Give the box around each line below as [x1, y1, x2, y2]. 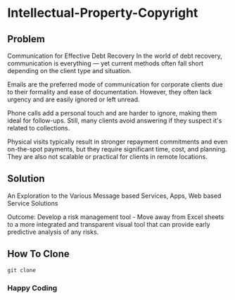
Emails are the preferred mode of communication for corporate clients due [7, 80, 223, 89]
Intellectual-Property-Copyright [7, 5, 198, 21]
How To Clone [7, 248, 70, 260]
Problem [7, 33, 46, 45]
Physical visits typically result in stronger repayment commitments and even [7, 137, 228, 146]
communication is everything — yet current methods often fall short [7, 59, 204, 68]
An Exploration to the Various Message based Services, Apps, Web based [7, 192, 222, 200]
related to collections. [7, 124, 70, 132]
